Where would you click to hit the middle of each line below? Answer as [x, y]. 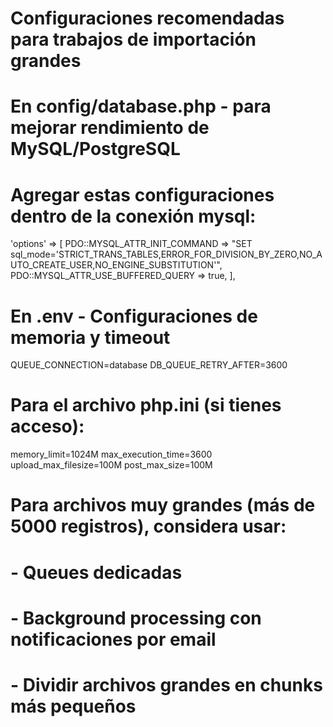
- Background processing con [136, 618]
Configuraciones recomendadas [147, 18]
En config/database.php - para [141, 106]
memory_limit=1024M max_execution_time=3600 [111, 454]
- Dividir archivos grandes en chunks [166, 684]
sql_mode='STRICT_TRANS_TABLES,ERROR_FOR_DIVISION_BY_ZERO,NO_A [166, 254]
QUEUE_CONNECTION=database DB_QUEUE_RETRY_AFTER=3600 [149, 365]
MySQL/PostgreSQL [95, 149]
